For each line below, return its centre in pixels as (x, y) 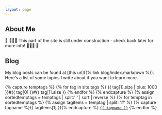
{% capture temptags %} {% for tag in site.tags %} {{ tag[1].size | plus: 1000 (81, 87)
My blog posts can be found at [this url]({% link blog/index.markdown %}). (80, 72)
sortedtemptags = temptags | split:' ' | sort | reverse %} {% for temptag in (79, 98)
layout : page (18, 9)
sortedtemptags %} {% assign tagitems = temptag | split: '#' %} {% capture (81, 102)
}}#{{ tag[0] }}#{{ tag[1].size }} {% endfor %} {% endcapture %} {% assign (80, 92)
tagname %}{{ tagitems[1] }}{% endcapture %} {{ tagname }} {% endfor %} (81, 108)
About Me (20, 29)
